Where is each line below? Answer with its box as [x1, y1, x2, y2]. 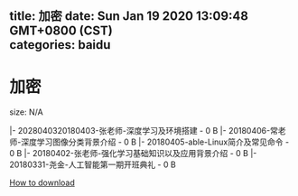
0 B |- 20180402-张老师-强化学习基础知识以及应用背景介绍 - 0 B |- [9, 148, 257, 159]
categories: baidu [9, 37, 111, 52]
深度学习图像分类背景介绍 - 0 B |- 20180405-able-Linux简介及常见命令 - [21, 136, 290, 147]
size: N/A [9, 107, 43, 117]
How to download [9, 177, 75, 188]
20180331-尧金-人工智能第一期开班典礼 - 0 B [9, 159, 176, 170]
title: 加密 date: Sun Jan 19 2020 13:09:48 [9, 8, 248, 24]
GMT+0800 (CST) [9, 23, 113, 39]
